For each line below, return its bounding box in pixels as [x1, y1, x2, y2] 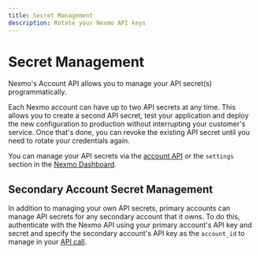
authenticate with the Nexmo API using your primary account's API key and [8, 220, 252, 230]
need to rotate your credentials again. [8, 136, 130, 146]
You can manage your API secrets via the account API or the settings [8, 151, 234, 161]
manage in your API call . [8, 237, 87, 247]
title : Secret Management [8, 11, 93, 20]
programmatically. [8, 88, 67, 97]
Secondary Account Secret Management [8, 182, 214, 196]
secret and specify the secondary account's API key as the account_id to [8, 229, 246, 238]
